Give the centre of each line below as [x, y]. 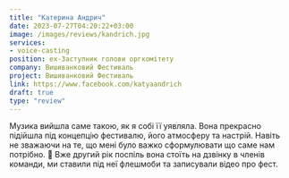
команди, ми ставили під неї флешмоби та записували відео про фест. [144, 164]
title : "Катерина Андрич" [57, 17]
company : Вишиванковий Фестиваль [72, 68]
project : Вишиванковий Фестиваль [72, 76]
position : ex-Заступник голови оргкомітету [92, 59]
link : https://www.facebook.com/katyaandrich [95, 84]
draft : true [31, 92]
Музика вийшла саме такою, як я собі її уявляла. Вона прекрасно [136, 126]
